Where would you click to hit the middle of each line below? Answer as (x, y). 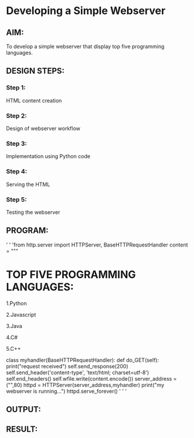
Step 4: (17, 172)
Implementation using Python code (48, 156)
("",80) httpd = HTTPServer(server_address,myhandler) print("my (85, 385)
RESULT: (22, 430)
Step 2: (17, 115)
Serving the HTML (28, 184)
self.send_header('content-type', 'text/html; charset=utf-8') (78, 372)
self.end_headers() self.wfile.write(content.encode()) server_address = (91, 378)
